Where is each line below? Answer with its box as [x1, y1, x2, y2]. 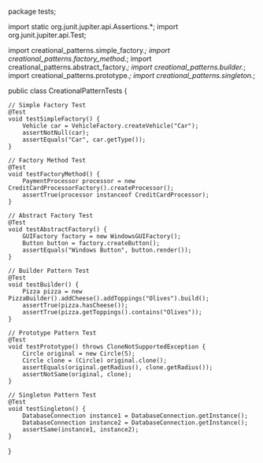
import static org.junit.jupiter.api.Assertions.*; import [8, 22, 179, 31]
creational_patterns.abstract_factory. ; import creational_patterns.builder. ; [8, 62, 246, 72]
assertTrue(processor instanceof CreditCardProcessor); [22, 191, 210, 199]
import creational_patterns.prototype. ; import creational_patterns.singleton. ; [8, 71, 256, 80]
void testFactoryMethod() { [8, 170, 101, 178]
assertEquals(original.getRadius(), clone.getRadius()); [22, 364, 213, 372]
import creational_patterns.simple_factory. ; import [8, 46, 171, 54]
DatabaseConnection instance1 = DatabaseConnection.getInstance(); [22, 412, 248, 420]
